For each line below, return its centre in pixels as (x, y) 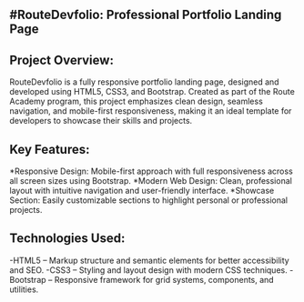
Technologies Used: (67, 239)
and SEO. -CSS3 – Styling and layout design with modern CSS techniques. (149, 270)
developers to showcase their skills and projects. (101, 121)
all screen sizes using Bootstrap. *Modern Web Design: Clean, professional (151, 181)
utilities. (24, 289)
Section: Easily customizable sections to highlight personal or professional (149, 200)
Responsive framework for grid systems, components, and (164, 279)
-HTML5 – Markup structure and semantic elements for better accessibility (149, 260)
